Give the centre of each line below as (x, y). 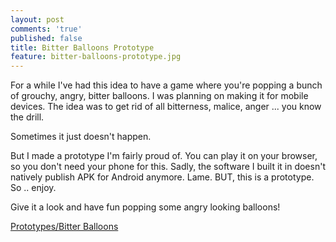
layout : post (37, 19)
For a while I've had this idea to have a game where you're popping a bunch (166, 85)
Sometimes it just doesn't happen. (81, 137)
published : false (46, 38)
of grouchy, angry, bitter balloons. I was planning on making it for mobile (159, 96)
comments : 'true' (46, 29)
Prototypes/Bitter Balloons (64, 227)
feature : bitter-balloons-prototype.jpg (96, 57)
